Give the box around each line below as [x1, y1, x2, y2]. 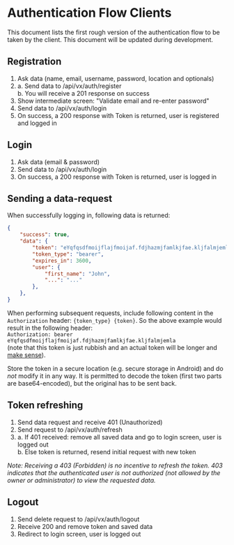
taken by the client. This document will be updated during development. [7, 35, 214, 43]
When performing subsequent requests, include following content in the [7, 309, 214, 317]
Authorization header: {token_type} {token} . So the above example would [7, 316, 222, 324]
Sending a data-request [7, 192, 113, 204]
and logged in [17, 119, 57, 127]
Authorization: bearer [7, 330, 73, 338]
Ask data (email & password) [17, 157, 100, 166]
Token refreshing [7, 400, 84, 412]
